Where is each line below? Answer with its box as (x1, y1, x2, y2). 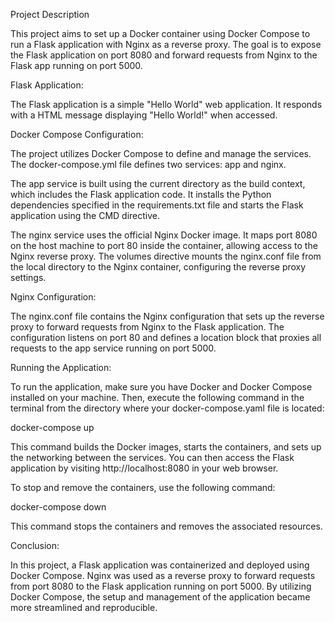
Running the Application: (10, 362, 112, 373)
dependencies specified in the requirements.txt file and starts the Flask (10, 199, 304, 211)
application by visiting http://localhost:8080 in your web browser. (10, 462, 279, 474)
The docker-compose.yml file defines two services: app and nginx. (10, 159, 287, 170)
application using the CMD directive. (10, 210, 161, 221)
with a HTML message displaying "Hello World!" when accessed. (10, 109, 278, 121)
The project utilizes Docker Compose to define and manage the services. (10, 148, 312, 159)
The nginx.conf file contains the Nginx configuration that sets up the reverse (10, 310, 325, 322)
